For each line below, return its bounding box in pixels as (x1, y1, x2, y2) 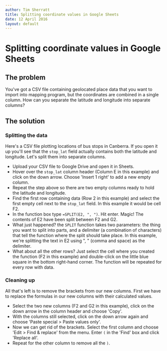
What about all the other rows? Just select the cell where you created (12, 248, 155, 254)
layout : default (5, 21, 39, 26)
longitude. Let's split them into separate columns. (5, 153, 106, 160)
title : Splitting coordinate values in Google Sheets (5, 12, 119, 17)
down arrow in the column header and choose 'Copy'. (12, 308, 123, 315)
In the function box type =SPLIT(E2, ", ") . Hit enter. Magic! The (12, 211, 144, 217)
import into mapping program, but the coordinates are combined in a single (5, 92, 159, 98)
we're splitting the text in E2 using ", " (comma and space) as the (12, 238, 145, 244)
